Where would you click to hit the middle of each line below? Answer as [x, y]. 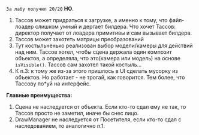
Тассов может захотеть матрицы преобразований [79, 39]
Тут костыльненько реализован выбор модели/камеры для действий [104, 45]
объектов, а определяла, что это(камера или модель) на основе [98, 58]
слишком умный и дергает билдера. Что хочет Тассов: [105, 27]
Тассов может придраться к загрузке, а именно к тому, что [91, 20]
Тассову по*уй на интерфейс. [53, 84]
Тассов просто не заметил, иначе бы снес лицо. [77, 113]
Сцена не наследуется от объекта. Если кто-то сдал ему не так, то [100, 107]
